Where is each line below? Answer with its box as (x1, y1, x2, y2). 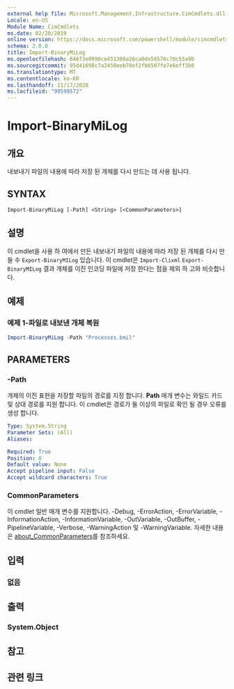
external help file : (7, 10, 68, 17)
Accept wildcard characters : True (7, 474, 108, 481)
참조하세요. (100, 532, 130, 540)
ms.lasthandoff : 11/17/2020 (7, 82, 89, 89)
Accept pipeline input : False (7, 468, 95, 475)
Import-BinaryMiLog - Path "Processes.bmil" (7, 334, 136, 342)
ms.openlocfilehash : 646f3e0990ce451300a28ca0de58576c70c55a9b (7, 56, 195, 63)
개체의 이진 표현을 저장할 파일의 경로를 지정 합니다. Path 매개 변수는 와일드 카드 (7, 391, 223, 400)
